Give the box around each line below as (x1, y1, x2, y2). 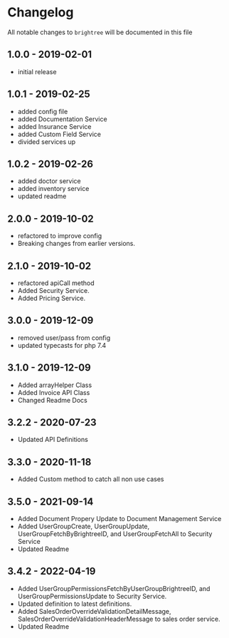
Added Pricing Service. (17, 294, 86, 302)
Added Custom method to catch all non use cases (17, 475, 164, 483)
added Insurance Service (17, 122, 92, 130)
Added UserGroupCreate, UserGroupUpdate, (17, 522, 150, 531)
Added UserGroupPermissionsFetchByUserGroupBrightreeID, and (17, 584, 211, 592)
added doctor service (17, 177, 81, 185)
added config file (17, 107, 68, 115)
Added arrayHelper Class (17, 381, 92, 389)
